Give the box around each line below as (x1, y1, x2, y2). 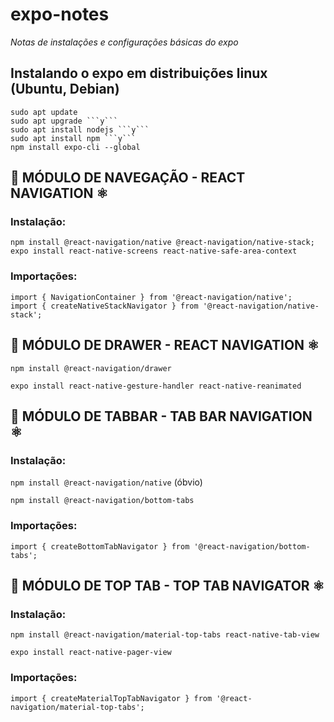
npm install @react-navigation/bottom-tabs (10, 496, 195, 506)
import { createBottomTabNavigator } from (10, 541, 190, 552)
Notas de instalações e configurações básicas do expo (10, 36, 239, 48)
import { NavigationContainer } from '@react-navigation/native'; (10, 292, 293, 302)
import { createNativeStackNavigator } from (10, 301, 199, 311)
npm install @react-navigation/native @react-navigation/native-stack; (10, 238, 315, 248)
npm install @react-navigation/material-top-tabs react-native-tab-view (10, 630, 320, 640)
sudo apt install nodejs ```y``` (10, 124, 150, 135)
